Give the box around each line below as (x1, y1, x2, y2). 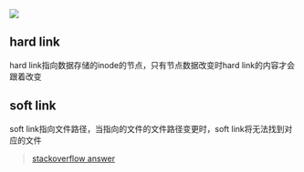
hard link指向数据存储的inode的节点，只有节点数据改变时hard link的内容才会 (9, 59, 295, 70)
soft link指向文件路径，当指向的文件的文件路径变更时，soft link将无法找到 (9, 123, 285, 134)
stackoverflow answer (31, 153, 116, 164)
